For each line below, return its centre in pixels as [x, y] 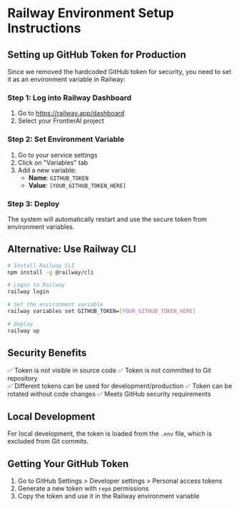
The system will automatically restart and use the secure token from [107, 219]
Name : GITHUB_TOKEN [59, 178]
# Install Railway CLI [41, 265]
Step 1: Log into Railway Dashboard [70, 98]
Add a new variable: [47, 170]
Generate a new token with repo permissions [83, 488]
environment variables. [41, 227]
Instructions [44, 28]
